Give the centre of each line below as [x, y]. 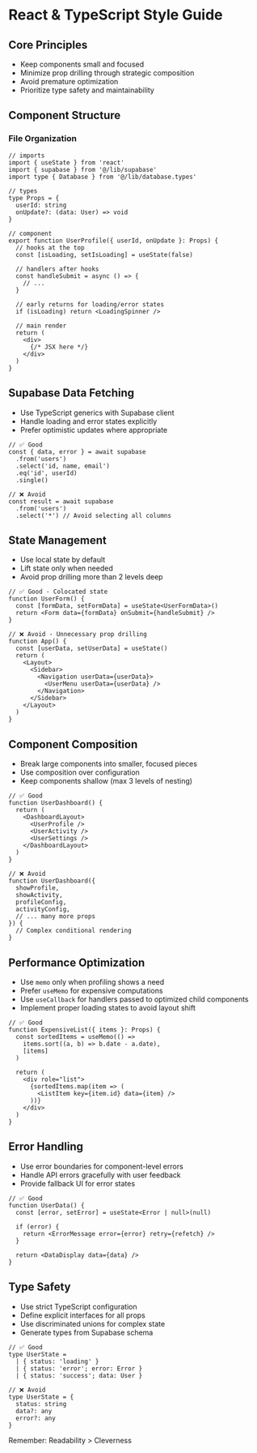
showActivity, [39, 895]
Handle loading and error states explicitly [88, 421]
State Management [57, 540]
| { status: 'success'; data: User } [79, 1375]
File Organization [42, 139]
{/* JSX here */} [59, 347]
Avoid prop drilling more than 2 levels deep [91, 577]
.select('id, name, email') [63, 466]
